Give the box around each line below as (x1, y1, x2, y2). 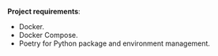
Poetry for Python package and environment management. (18, 39, 211, 48)
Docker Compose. (18, 31, 78, 39)
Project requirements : (7, 7, 81, 16)
